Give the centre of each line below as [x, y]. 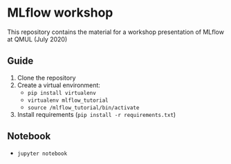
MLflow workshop [60, 13]
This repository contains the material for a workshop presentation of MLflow [116, 32]
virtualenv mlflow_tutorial [68, 100]
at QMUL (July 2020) [37, 39]
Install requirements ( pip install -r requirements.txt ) [96, 114]
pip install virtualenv [62, 93]
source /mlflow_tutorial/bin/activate [83, 108]
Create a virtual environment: [58, 85]
